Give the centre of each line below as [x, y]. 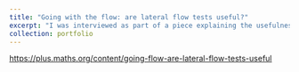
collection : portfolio [51, 33]
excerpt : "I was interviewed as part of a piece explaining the [131, 25]
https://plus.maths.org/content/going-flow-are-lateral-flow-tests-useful [141, 59]
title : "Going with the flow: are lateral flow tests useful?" [129, 17]
